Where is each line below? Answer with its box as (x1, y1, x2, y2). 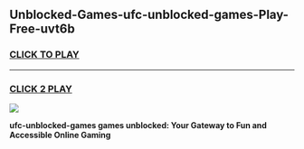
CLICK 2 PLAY (9, 82, 72, 95)
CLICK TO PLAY (9, 49, 80, 61)
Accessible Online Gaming (9, 129, 111, 140)
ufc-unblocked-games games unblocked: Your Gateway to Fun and (9, 119, 267, 130)
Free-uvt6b (9, 22, 75, 37)
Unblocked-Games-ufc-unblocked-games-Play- (9, 7, 290, 23)
